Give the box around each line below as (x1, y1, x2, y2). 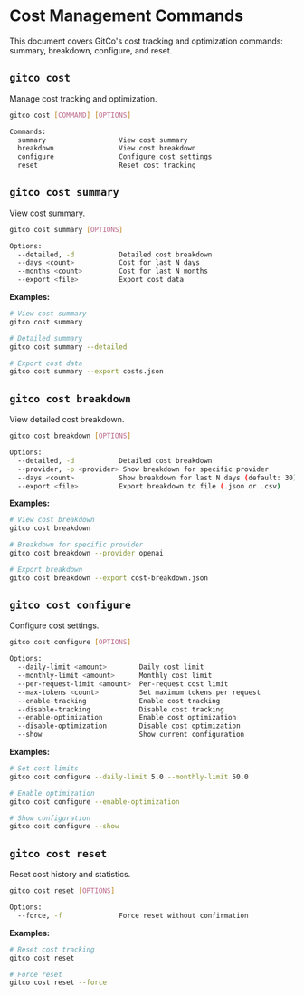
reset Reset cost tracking (17, 160, 196, 170)
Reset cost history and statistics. (9, 869, 131, 880)
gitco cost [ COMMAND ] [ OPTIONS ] (9, 111, 131, 120)
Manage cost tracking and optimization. (9, 92, 157, 104)
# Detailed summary (9, 334, 83, 343)
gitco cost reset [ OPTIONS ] (9, 886, 116, 895)
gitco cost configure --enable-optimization (9, 797, 180, 807)
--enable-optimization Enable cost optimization (17, 713, 237, 722)
